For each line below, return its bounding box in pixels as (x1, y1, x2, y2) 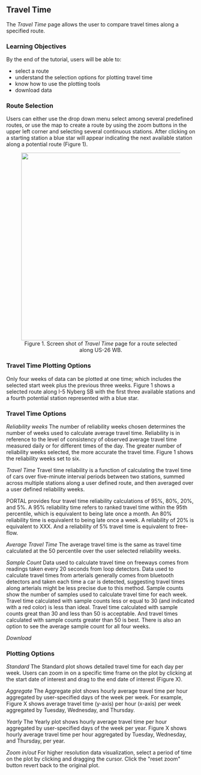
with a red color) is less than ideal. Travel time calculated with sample (6, 604, 178, 610)
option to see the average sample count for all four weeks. (6, 623, 151, 630)
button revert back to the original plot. (6, 762, 100, 769)
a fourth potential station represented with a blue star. (6, 394, 139, 401)
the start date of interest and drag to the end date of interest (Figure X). (6, 676, 183, 683)
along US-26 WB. (79, 347, 122, 354)
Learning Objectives (6, 42, 67, 50)
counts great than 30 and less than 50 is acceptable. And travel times (6, 610, 178, 617)
